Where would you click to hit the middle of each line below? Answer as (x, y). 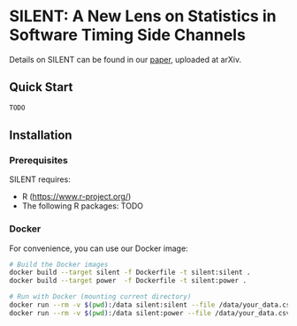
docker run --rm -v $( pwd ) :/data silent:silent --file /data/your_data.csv (152, 305)
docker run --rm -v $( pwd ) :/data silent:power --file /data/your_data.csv (150, 313)
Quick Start (41, 87)
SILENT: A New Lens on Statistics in (143, 16)
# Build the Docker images (59, 264)
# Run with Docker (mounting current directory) (100, 297)
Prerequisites (38, 160)
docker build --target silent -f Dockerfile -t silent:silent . (130, 273)
